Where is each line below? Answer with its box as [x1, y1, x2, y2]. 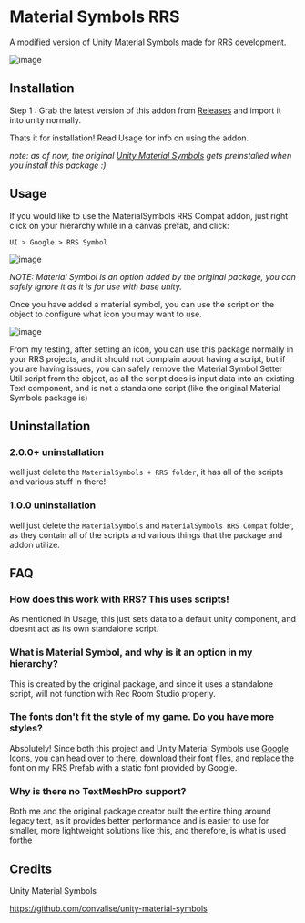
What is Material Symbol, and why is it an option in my [9, 646, 253, 659]
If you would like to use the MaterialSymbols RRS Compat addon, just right [9, 210, 289, 221]
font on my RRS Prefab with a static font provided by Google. [9, 762, 238, 773]
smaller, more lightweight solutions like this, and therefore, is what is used [9, 825, 287, 836]
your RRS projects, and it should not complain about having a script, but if [9, 353, 286, 364]
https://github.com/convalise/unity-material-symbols [9, 903, 208, 914]
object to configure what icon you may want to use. [9, 308, 202, 319]
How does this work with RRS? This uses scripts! [9, 593, 229, 606]
